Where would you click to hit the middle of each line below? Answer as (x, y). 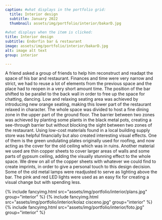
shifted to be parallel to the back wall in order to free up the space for (75, 94)
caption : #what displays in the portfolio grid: (56, 10)
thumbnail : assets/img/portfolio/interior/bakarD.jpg (65, 23)
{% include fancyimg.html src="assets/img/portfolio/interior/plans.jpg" (76, 192)
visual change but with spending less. (43, 182)
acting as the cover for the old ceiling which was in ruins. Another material (80, 146)
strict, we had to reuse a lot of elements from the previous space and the (79, 84)
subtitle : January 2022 (34, 19)
